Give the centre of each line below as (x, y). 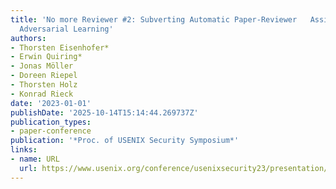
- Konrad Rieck (42, 94)
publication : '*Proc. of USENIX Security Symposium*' (125, 141)
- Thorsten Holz (44, 85)
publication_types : (51, 122)
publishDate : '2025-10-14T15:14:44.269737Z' (104, 112)
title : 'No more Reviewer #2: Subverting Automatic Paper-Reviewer (154, 19)
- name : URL (35, 159)
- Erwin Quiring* (46, 57)
